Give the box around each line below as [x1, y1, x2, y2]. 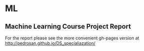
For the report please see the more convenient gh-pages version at [5, 35, 140, 41]
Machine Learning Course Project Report [5, 22, 131, 31]
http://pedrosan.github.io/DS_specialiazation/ [5, 40, 96, 46]
